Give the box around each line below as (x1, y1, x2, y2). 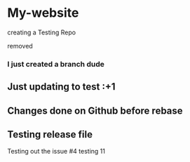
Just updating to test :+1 (7, 81, 116, 93)
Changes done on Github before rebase (7, 104, 184, 116)
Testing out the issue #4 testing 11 (7, 147, 105, 156)
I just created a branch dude (7, 59, 105, 69)
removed (7, 41, 33, 50)
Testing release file (7, 128, 93, 141)
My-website (7, 5, 79, 21)
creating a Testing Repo (7, 28, 76, 36)
